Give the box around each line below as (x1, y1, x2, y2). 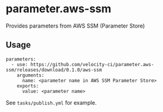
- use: (11, 61, 28, 67)
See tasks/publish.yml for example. (6, 99, 97, 106)
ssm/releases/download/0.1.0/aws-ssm (6, 67, 102, 73)
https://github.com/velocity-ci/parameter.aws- (30, 61, 154, 67)
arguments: (17, 72, 45, 78)
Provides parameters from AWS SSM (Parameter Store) (6, 22, 145, 29)
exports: (17, 83, 39, 89)
